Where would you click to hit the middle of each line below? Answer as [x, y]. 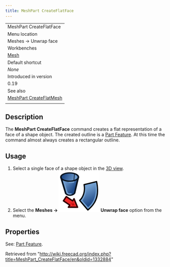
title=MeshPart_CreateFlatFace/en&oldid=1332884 [58, 259]
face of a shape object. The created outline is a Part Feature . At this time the [85, 135]
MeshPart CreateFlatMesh [35, 98]
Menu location [22, 34]
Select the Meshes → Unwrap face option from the [87, 210]
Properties [22, 232]
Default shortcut [24, 62]
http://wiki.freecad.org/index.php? [75, 254]
